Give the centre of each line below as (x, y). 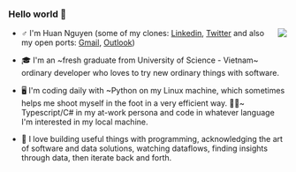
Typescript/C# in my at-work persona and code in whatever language (148, 113)
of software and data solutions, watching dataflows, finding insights (144, 148)
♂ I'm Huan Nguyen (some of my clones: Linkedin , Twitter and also (143, 34)
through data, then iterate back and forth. (96, 158)
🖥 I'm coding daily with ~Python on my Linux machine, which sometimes (153, 91)
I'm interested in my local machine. (84, 122)
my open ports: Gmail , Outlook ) (78, 42)
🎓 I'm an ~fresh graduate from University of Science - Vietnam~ (140, 60)
